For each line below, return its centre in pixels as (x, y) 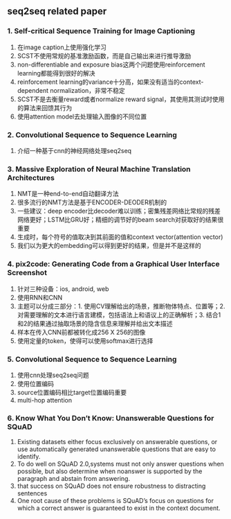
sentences (32, 493)
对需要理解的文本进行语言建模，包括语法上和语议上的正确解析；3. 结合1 (119, 315)
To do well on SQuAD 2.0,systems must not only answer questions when (121, 464)
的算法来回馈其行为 (45, 107)
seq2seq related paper (57, 11)
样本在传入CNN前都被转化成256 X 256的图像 (81, 332)
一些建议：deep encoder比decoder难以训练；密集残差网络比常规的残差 (119, 211)
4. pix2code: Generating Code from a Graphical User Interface (113, 264)
